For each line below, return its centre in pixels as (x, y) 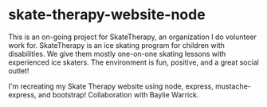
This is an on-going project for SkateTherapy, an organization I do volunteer (133, 37)
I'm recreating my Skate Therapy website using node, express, (111, 86)
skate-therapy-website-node (107, 15)
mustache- (233, 86)
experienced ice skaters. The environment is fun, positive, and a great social (133, 62)
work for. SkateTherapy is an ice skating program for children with (117, 45)
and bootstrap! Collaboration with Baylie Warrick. (119, 94)
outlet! (19, 70)
